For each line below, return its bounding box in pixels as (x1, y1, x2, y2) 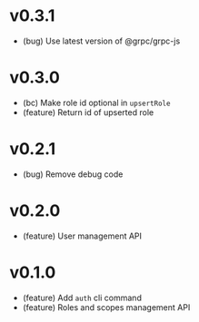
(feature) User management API (22, 230, 143, 241)
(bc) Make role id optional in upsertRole (22, 97, 171, 108)
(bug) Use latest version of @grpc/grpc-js (22, 35, 181, 46)
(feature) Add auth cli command (22, 292, 143, 303)
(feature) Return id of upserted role (22, 106, 154, 118)
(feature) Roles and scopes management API (22, 301, 191, 313)
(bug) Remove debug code (22, 169, 124, 180)
